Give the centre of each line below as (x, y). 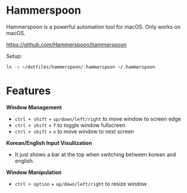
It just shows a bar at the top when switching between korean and (95, 154)
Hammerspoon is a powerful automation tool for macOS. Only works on (93, 27)
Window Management (34, 107)
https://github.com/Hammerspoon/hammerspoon (66, 45)
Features (28, 91)
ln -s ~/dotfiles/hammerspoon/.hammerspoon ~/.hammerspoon (81, 67)
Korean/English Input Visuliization (49, 143)
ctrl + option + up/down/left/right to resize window (81, 183)
